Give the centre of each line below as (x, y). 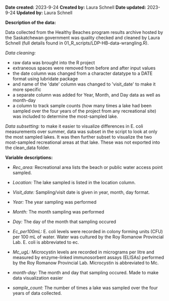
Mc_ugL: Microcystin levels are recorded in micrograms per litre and (83, 252)
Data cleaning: (21, 53)
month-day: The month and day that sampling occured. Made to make (86, 272)
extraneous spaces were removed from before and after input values (84, 68)
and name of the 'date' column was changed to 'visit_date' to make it (84, 84)
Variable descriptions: (29, 157)
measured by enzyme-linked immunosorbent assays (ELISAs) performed (88, 257)
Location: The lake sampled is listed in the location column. (74, 182)
